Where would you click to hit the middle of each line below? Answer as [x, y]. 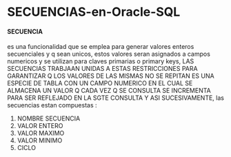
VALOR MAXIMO [41, 133]
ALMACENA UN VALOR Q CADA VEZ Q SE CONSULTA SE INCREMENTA [109, 91]
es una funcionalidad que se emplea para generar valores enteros [101, 47]
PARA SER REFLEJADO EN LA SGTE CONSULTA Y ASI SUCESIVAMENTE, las [115, 98]
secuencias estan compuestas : [52, 105]
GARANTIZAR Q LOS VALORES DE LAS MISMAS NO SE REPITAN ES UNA [111, 76]
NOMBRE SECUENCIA [49, 118]
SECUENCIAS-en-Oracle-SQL [94, 12]
